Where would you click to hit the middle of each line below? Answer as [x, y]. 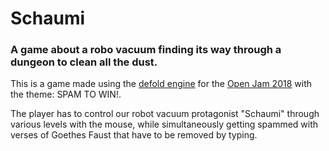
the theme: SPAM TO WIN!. [66, 94]
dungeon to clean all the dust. [84, 62]
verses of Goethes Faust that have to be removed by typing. [134, 135]
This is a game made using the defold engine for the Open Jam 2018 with [161, 84]
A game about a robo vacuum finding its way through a [146, 50]
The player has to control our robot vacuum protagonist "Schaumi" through [165, 114]
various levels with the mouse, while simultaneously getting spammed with [164, 124]
